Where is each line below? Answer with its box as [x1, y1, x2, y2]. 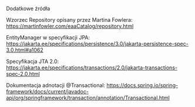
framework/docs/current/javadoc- [6, 88, 89, 95]
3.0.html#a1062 [6, 46, 43, 53]
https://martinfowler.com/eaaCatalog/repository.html [6, 23, 134, 29]
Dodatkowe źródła [6, 5, 51, 12]
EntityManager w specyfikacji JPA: [6, 34, 90, 41]
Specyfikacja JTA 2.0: [6, 58, 59, 65]
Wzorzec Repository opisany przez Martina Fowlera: [6, 16, 133, 23]
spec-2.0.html [6, 71, 40, 77]
